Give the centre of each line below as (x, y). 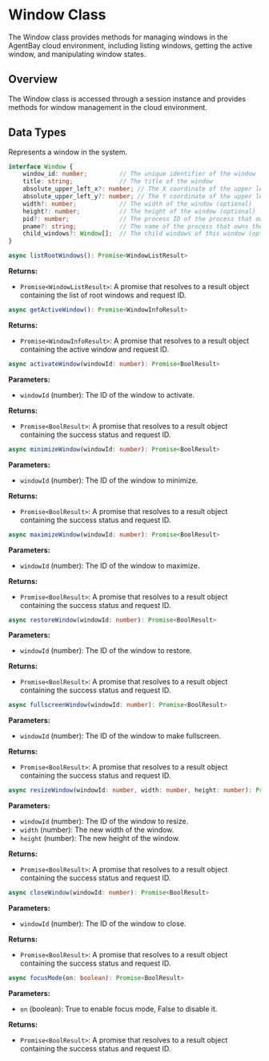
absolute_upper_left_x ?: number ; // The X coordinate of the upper (137, 189)
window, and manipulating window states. (77, 54)
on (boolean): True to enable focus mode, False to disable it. (118, 1009)
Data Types (37, 133)
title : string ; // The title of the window (118, 182)
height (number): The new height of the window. (100, 839)
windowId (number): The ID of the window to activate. (107, 394)
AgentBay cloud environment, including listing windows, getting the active (130, 45)
